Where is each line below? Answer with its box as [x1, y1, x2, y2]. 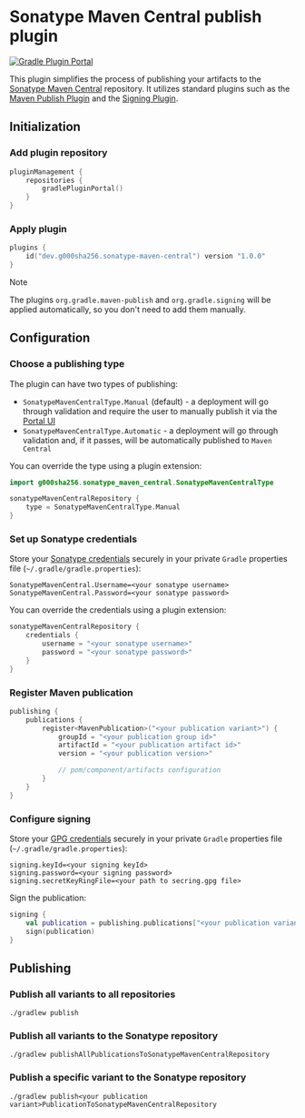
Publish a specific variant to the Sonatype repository [9, 1072, 247, 1084]
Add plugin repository [9, 147, 108, 159]
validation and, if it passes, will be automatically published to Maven [22, 434, 272, 445]
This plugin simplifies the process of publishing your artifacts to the [9, 73, 261, 84]
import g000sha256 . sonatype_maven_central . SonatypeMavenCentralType [9, 478, 274, 487]
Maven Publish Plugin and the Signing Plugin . [9, 93, 179, 104]
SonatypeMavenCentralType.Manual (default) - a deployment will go [22, 396, 270, 407]
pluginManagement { [9, 167, 84, 177]
